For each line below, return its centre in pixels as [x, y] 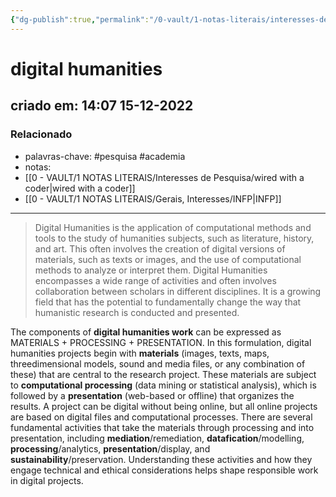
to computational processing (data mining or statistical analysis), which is [163, 385]
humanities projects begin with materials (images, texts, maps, [140, 353]
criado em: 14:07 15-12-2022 [102, 106]
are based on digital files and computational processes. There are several [161, 417]
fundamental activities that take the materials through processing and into [162, 427]
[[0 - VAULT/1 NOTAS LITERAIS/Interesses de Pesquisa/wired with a [164, 177]
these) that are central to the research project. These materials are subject [163, 374]
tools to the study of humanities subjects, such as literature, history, [174, 238]
